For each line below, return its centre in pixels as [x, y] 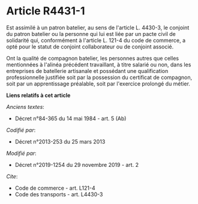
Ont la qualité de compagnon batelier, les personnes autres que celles [92, 58]
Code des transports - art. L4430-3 [59, 194]
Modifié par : [22, 153]
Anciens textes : [25, 106]
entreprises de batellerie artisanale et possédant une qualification [87, 71]
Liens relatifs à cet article [38, 95]
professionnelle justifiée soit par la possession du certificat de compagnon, [99, 77]
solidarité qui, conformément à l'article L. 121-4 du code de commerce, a [96, 40]
